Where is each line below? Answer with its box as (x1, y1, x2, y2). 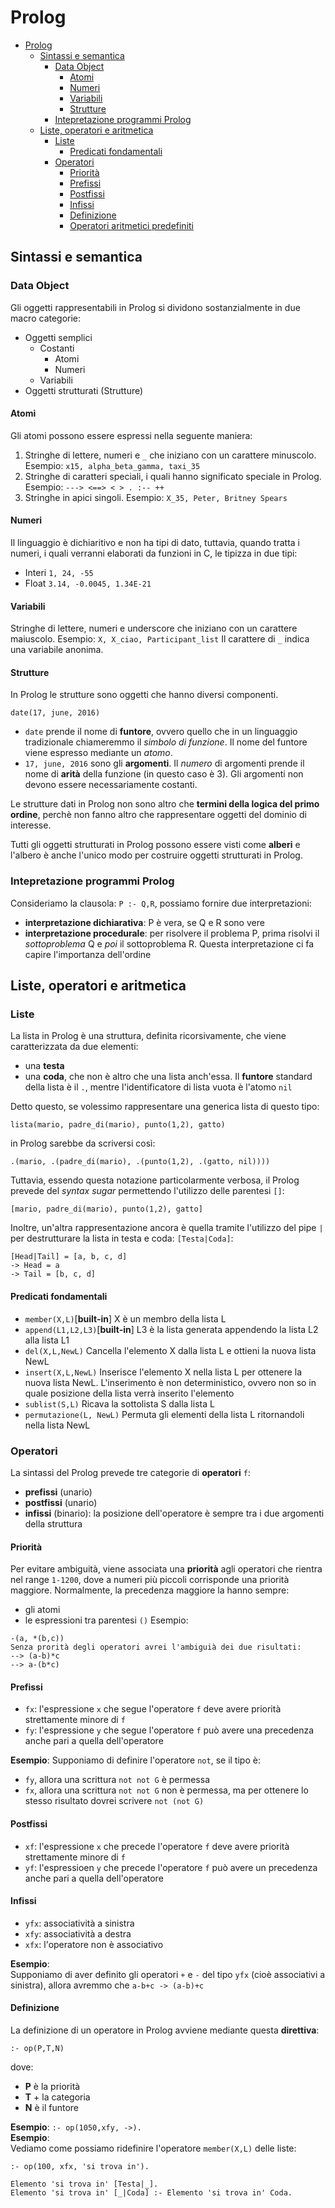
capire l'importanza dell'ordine (24, 948, 152, 960)
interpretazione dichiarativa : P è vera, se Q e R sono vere (24, 916, 265, 928)
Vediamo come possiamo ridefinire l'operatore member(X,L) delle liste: (10, 2142, 297, 2154)
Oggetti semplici (24, 331, 93, 343)
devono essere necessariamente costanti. (24, 779, 198, 791)
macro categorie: (10, 312, 82, 324)
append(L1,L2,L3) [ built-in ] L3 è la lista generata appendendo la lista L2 (24, 1323, 319, 1335)
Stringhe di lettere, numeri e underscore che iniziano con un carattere (10, 622, 298, 635)
